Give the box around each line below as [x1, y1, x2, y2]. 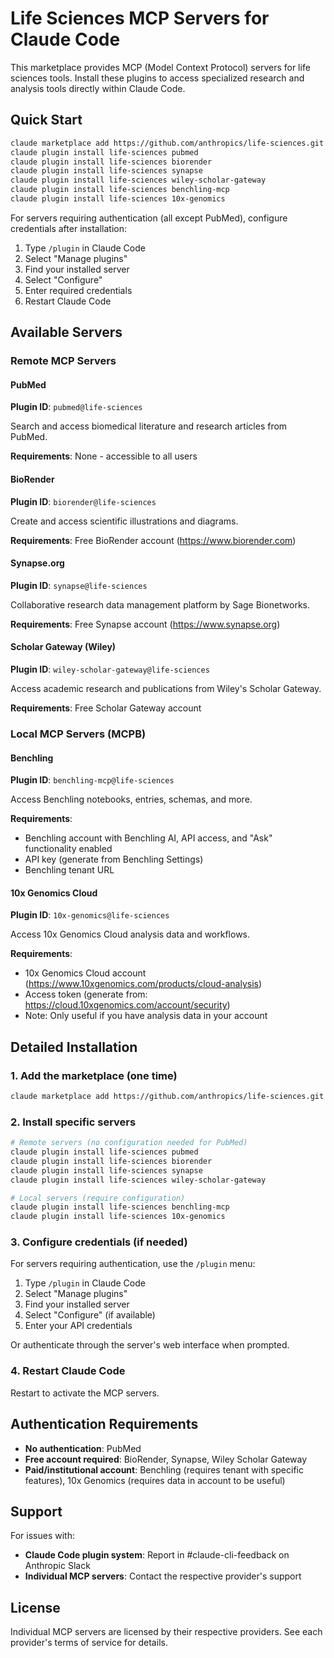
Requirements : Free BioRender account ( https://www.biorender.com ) [10, 534, 297, 546]
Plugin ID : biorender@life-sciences [10, 495, 157, 507]
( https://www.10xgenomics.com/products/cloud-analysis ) [24, 978, 263, 990]
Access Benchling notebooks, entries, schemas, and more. [10, 793, 253, 806]
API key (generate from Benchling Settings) [24, 853, 204, 866]
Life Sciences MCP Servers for [10, 7, 270, 30]
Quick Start [10, 112, 83, 129]
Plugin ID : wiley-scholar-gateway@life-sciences [10, 663, 210, 675]
